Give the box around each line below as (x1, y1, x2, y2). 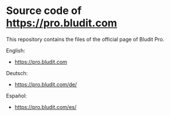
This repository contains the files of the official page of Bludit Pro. (6, 36, 165, 43)
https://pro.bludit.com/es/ (14, 103, 77, 110)
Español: (6, 92, 27, 99)
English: (6, 47, 25, 54)
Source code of (6, 4, 82, 17)
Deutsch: (6, 69, 28, 76)
